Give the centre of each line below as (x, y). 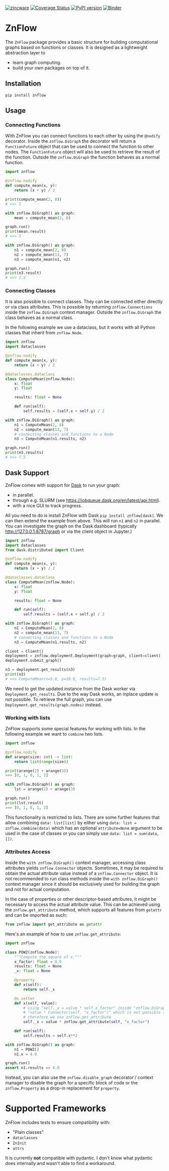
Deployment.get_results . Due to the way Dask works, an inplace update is (82, 694)
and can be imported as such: (36, 915)
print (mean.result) (26, 231)
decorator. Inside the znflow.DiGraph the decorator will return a (70, 141)
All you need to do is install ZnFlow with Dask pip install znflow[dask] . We (84, 515)
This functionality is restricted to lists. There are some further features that (82, 817)
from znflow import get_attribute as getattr (54, 924)
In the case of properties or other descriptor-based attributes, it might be (81, 899)
